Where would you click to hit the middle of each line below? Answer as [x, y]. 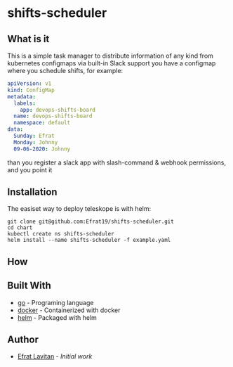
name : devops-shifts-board [53, 116]
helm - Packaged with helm [57, 317]
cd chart [20, 228]
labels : [25, 103]
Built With [29, 286]
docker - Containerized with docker [69, 310]
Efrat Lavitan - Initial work [55, 356]
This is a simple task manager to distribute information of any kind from [111, 56]
